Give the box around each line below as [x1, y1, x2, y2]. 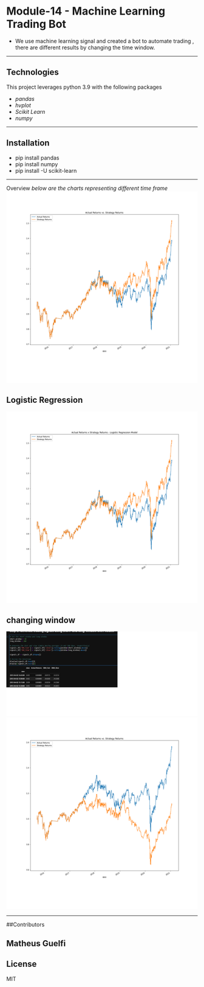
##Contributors [6, 921, 45, 928]
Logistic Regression [6, 394, 83, 405]
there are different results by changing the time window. [15, 44, 155, 51]
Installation [6, 138, 50, 148]
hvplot [15, 102, 32, 109]
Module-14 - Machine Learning [6, 4, 166, 18]
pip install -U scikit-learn [15, 167, 77, 174]
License [6, 959, 37, 969]
